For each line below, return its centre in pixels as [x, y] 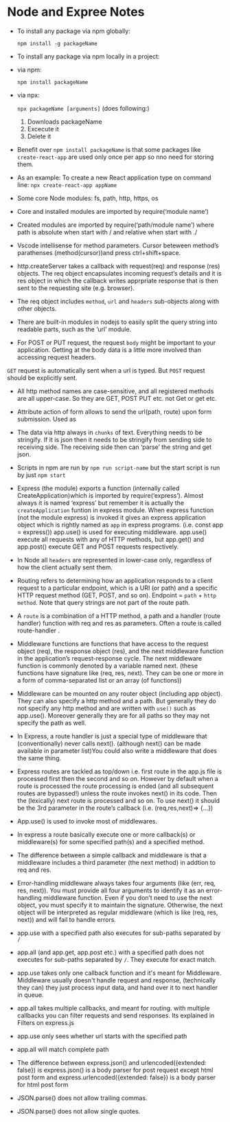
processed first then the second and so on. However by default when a [117, 778]
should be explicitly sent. [42, 377]
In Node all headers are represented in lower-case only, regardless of [114, 560]
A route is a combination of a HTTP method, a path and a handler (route [119, 615]
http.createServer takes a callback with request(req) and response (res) [118, 266]
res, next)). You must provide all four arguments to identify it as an [111, 890]
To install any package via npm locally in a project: [88, 56]
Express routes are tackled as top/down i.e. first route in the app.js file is [119, 771]
